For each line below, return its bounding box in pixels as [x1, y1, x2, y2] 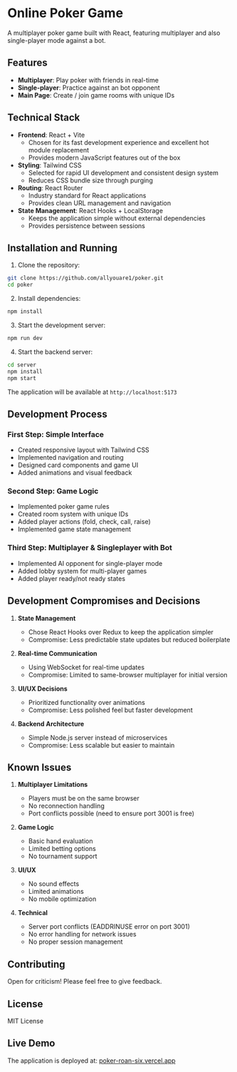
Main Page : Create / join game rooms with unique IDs [17, 91, 175, 99]
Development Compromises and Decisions [7, 595, 201, 607]
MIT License [7, 1017, 44, 1026]
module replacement [28, 145, 90, 154]
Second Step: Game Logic [7, 486, 99, 496]
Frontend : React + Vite [17, 130, 85, 139]
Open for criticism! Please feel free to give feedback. [7, 977, 162, 986]
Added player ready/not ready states [17, 574, 126, 582]
